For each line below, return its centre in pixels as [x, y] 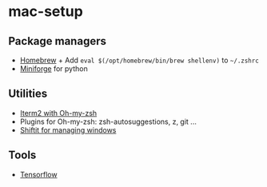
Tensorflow [38, 174]
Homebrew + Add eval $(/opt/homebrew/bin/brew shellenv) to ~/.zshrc [139, 60]
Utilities [28, 94]
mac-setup [46, 12]
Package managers [57, 41]
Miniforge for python [54, 69]
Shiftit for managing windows [68, 129]
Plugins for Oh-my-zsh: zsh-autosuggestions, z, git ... [108, 121]
